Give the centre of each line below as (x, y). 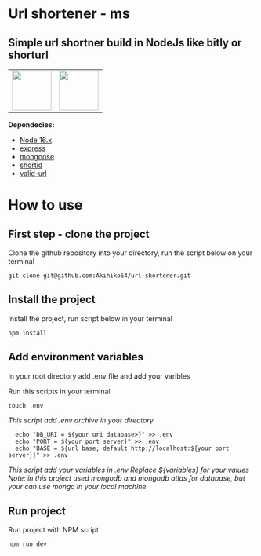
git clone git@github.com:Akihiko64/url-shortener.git (100, 276)
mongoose (37, 157)
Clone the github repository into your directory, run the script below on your (130, 253)
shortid (31, 165)
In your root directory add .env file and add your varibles (99, 376)
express (32, 148)
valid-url (33, 173)
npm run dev (27, 544)
